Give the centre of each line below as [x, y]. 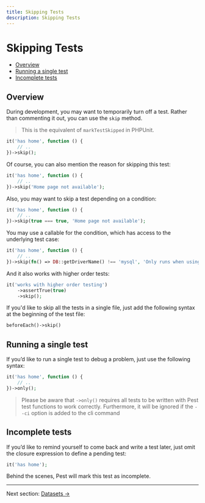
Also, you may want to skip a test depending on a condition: [81, 199]
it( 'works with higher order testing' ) [57, 285]
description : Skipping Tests [43, 18]
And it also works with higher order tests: [58, 273]
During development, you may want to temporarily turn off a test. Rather [97, 112]
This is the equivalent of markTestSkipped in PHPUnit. [88, 130]
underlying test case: [33, 240]
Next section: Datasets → [38, 494]
